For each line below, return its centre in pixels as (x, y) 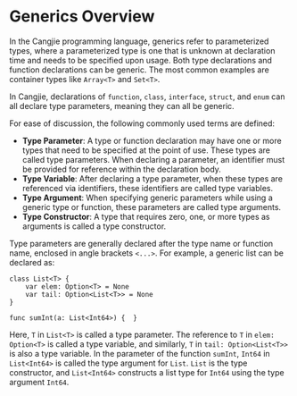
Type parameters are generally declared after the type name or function (141, 243)
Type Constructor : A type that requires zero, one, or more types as (146, 216)
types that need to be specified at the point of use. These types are (146, 150)
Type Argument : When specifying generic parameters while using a (148, 198)
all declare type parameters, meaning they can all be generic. (122, 105)
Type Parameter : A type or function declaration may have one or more (152, 140)
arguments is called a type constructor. (94, 226)
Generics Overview (82, 17)
